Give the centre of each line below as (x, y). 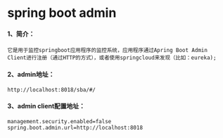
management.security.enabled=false (59, 121)
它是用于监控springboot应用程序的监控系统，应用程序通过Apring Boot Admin (107, 51)
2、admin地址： (31, 74)
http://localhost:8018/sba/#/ (52, 89)
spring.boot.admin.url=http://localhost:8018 (75, 127)
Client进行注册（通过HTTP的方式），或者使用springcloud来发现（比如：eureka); (112, 58)
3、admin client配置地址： (46, 106)
